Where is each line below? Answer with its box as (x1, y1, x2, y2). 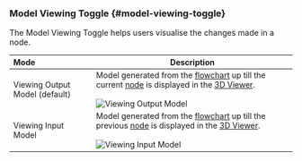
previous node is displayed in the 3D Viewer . (95, 120, 261, 131)
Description (170, 56, 216, 67)
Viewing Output (13, 80, 71, 90)
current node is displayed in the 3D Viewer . (95, 80, 256, 90)
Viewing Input (13, 120, 65, 131)
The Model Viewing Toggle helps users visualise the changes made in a (9, 28, 275, 38)
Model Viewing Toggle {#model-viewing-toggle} (9, 7, 226, 20)
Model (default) (13, 89, 71, 100)
